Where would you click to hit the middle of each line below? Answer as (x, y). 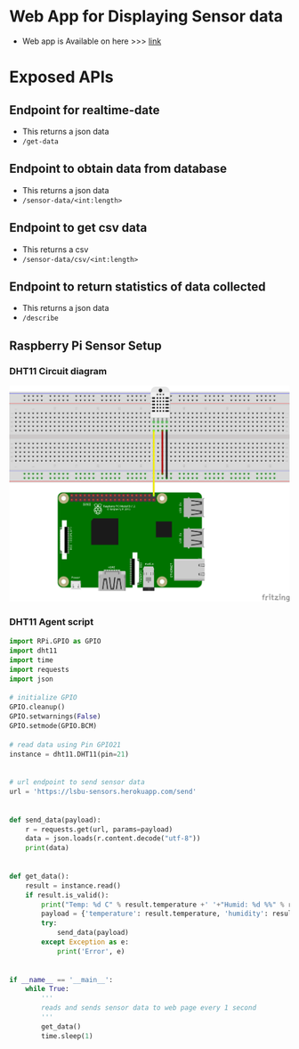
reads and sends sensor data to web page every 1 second (149, 1008)
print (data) (47, 848)
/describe (40, 318)
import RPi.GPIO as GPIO (55, 642)
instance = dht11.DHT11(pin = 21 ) (69, 754)
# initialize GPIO (43, 698)
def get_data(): (39, 876)
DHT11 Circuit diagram (58, 371)
